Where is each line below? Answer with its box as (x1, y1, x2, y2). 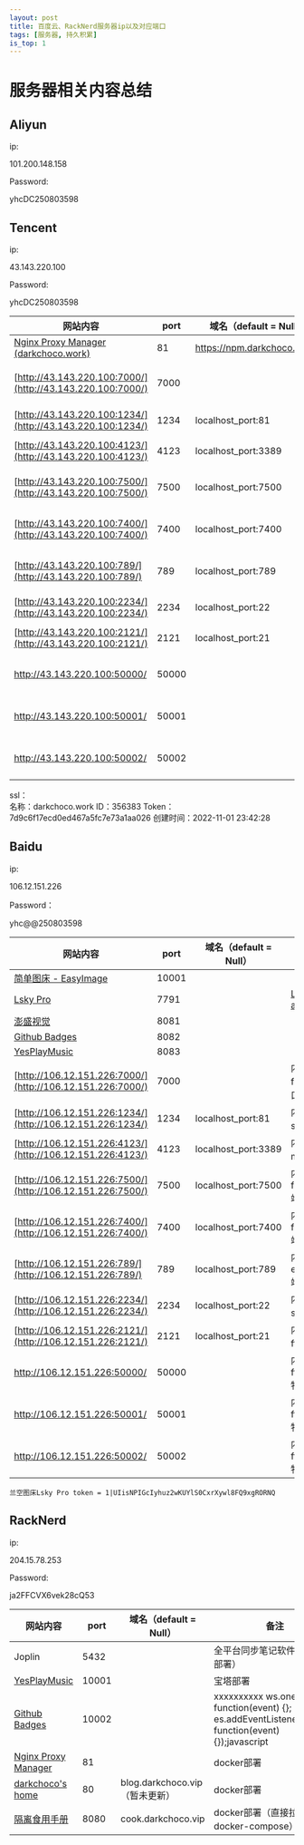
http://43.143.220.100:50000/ (14, 668, 147, 681)
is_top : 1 (9, 38, 47, 48)
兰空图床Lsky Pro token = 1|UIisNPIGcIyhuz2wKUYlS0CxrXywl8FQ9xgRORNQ (9, 1488, 276, 1497)
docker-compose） (214, 1820, 299, 1832)
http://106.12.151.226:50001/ (14, 1407, 147, 1420)
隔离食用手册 (14, 1812, 70, 1825)
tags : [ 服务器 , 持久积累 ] (9, 30, 98, 39)
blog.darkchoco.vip (120, 1776, 204, 1789)
